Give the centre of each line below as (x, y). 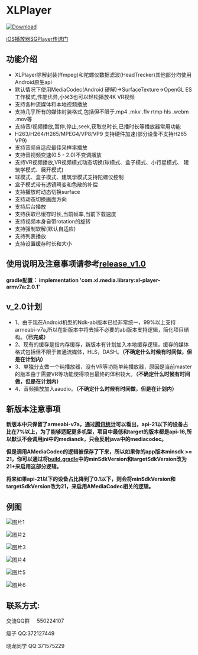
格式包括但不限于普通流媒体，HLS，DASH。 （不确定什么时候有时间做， (101, 352)
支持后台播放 (30, 206)
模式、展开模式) (44, 170)
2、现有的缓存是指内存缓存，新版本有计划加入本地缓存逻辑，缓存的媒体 (102, 344)
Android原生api (33, 82)
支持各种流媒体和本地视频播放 (51, 104)
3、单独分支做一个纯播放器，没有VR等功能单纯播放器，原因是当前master (103, 367)
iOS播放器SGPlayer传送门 (37, 38)
